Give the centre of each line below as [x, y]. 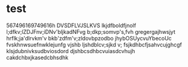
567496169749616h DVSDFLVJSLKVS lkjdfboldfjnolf [71, 25]
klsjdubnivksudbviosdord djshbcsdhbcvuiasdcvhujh [71, 51]
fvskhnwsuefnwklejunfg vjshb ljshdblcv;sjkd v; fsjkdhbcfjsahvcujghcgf [94, 45]
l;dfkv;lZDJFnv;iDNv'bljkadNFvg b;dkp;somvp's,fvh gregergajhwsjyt [91, 31]
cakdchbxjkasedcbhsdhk [37, 57]
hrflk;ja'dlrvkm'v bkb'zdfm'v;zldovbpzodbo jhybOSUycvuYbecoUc [89, 38]
